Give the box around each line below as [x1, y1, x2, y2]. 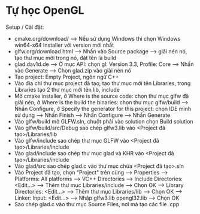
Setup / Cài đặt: [5, 23, 44, 31]
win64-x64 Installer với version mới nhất [14, 41, 114, 49]
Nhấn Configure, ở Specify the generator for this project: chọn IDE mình [14, 105, 192, 112]
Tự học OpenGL [5, 4, 84, 17]
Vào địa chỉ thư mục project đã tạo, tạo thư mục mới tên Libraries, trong [14, 79, 191, 87]
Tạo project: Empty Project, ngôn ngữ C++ [14, 73, 119, 80]
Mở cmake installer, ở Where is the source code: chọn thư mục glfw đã [14, 92, 189, 100]
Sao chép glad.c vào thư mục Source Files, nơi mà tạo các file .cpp [14, 200, 180, 207]
